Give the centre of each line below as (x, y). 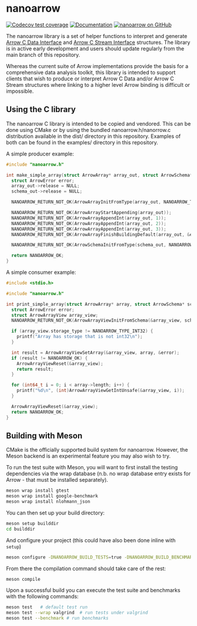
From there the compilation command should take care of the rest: (86, 569)
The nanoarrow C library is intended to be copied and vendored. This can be (98, 123)
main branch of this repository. (43, 55)
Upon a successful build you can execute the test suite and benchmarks (93, 590)
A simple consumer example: (41, 272)
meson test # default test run (47, 607)
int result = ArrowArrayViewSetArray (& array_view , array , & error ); (96, 353)
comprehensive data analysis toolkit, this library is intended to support (91, 72)
